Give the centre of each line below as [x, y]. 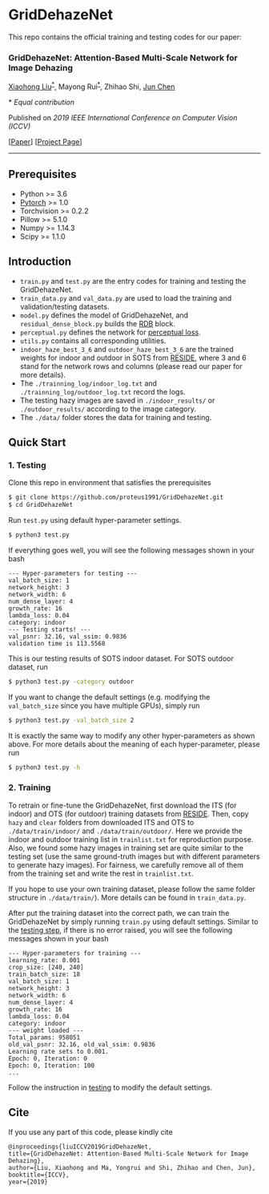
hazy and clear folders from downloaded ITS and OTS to [101, 822]
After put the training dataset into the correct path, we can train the [119, 913]
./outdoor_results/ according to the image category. [108, 409]
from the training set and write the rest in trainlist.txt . [101, 873]
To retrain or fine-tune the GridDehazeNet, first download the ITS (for [122, 805]
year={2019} [28, 1182]
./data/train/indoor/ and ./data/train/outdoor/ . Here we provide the [125, 831]
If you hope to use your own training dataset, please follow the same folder [132, 888]
